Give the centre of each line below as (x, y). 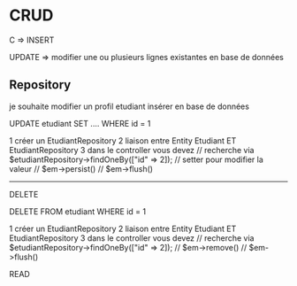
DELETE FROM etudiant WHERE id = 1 (78, 211)
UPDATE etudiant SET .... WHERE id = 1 (80, 123)
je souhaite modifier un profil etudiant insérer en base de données (129, 106)
